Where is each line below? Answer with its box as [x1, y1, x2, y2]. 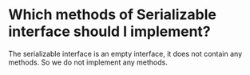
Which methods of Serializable [8, 6, 217, 24]
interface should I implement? [8, 22, 211, 41]
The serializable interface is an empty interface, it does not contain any [8, 49, 243, 58]
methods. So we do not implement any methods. [8, 57, 168, 67]
